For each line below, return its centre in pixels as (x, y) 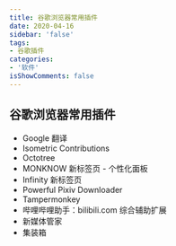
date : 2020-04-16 (42, 26)
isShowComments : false (52, 76)
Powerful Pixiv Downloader (72, 189)
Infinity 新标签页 (52, 180)
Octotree (39, 157)
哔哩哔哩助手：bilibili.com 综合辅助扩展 (94, 210)
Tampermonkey (51, 199)
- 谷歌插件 (27, 51)
